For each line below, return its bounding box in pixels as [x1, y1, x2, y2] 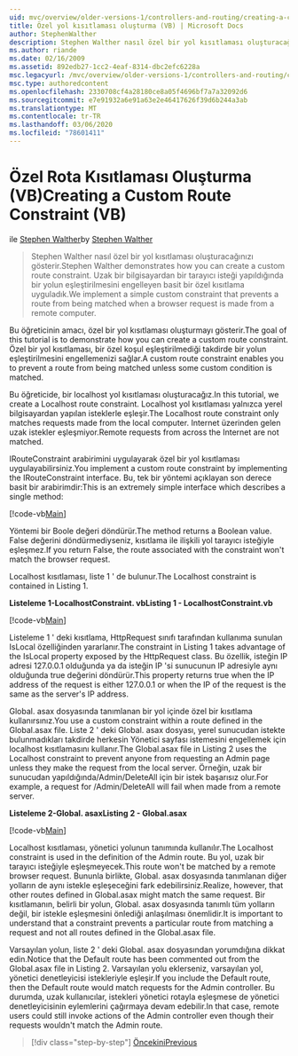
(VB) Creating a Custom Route [9, 185, 232, 206]
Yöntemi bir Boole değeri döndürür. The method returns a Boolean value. [9, 525, 272, 536]
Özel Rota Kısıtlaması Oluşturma [9, 167, 252, 187]
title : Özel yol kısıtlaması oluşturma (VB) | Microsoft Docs [9, 21, 244, 30]
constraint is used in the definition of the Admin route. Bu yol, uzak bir [9, 851, 264, 862]
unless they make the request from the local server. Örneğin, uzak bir [9, 762, 263, 773]
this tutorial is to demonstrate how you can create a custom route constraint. [9, 334, 288, 344]
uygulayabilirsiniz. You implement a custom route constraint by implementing [9, 462, 288, 473]
